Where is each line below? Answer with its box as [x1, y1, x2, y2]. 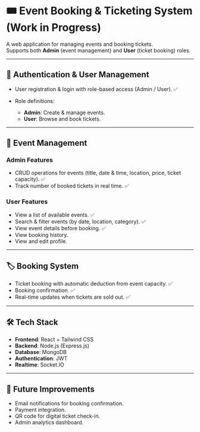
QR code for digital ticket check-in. [14, 412, 101, 420]
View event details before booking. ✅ [14, 224, 107, 231]
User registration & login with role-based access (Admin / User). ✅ [14, 85, 179, 92]
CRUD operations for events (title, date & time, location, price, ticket [14, 170, 182, 177]
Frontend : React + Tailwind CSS [14, 336, 94, 343]
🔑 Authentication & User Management [6, 70, 149, 80]
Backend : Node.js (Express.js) [14, 342, 90, 349]
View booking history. [14, 231, 68, 238]
